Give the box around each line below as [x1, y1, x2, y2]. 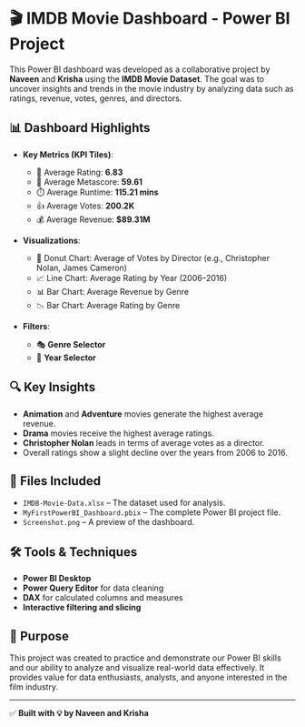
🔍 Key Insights [9, 379, 96, 395]
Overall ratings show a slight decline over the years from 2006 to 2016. [22, 447, 288, 458]
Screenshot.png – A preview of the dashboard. [22, 517, 195, 528]
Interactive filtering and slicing [22, 602, 142, 613]
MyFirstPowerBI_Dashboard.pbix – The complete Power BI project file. [22, 507, 281, 518]
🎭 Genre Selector [35, 338, 106, 349]
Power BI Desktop [22, 573, 92, 584]
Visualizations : [22, 235, 81, 246]
